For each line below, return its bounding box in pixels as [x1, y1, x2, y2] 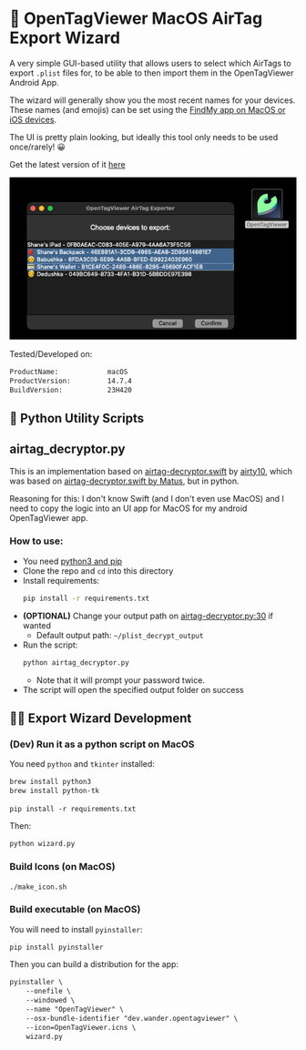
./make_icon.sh [9, 882, 67, 892]
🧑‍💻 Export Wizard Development [9, 710, 192, 726]
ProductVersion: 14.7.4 [9, 377, 132, 386]
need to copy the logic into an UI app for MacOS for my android [9, 503, 248, 514]
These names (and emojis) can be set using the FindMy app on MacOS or [9, 104, 286, 115]
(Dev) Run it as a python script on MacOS [9, 738, 195, 750]
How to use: [9, 535, 64, 547]
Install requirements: [22, 575, 100, 586]
